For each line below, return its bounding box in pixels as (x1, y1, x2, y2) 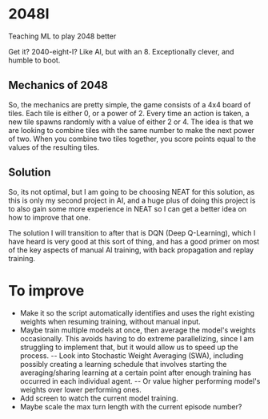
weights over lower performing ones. (19, 385, 142, 394)
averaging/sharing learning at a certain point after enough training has (19, 368, 252, 377)
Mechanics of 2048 (8, 79, 109, 92)
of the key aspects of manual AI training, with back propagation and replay (8, 245, 254, 255)
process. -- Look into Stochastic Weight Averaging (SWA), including (19, 350, 244, 361)
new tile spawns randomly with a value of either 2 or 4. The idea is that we (8, 117, 254, 127)
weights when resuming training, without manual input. (19, 316, 202, 326)
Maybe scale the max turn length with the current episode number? (19, 401, 242, 411)
